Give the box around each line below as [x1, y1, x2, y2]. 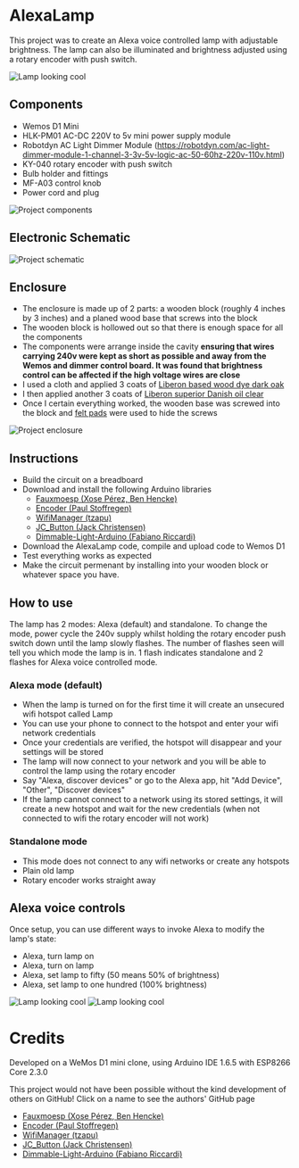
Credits [9, 1028, 65, 1048]
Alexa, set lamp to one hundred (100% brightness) [21, 979, 208, 990]
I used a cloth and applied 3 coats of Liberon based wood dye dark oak [21, 379, 285, 390]
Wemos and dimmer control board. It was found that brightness [21, 360, 263, 371]
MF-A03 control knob [21, 178, 102, 188]
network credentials [21, 728, 96, 739]
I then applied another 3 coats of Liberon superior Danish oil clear [21, 389, 264, 400]
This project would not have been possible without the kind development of [9, 1084, 287, 1095]
